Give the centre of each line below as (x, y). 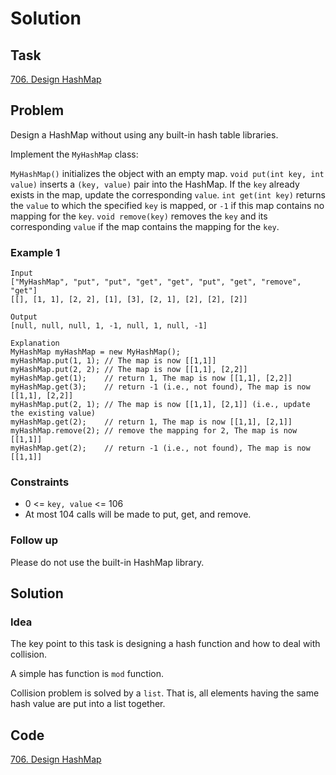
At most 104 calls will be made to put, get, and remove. (138, 514)
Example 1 (35, 252)
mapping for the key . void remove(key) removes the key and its (139, 216)
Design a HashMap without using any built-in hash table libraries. (144, 134)
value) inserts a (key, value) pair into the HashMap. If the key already (155, 184)
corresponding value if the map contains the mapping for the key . (145, 226)
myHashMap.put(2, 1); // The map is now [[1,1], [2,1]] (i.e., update (160, 405)
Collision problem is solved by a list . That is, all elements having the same (165, 693)
